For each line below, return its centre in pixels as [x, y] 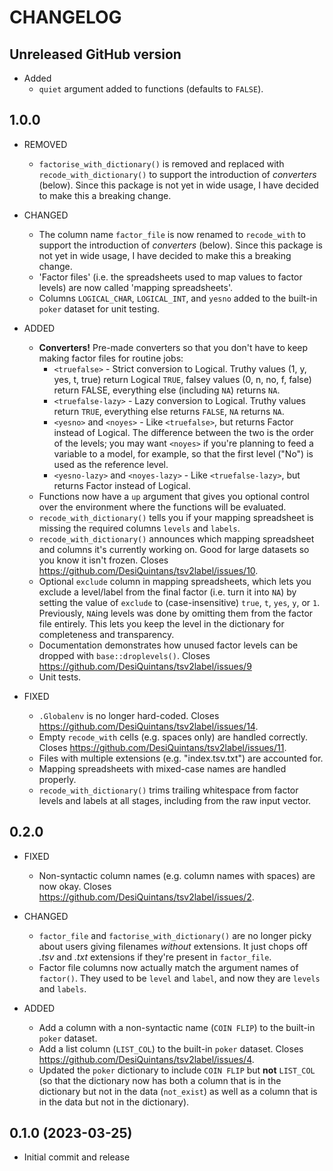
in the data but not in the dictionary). [114, 1102]
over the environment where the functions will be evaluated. [162, 507]
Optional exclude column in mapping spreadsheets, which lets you [175, 581]
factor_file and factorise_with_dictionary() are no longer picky [175, 935]
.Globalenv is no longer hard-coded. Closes [129, 715]
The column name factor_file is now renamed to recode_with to [172, 234]
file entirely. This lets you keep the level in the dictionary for [161, 623]
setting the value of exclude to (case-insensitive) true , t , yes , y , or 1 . [179, 602]
